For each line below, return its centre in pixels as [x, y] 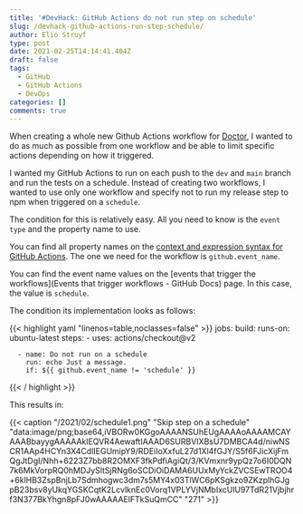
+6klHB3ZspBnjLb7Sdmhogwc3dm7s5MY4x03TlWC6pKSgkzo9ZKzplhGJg [150, 480]
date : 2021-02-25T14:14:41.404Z [70, 52]
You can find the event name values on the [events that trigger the [133, 274]
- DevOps [34, 93]
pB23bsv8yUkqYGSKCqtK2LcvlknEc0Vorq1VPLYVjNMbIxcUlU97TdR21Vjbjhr [152, 490]
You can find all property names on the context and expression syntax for [146, 247]
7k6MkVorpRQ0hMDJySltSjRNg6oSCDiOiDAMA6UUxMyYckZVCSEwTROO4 [151, 470]
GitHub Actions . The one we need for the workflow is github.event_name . [145, 257]
